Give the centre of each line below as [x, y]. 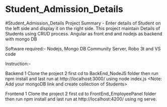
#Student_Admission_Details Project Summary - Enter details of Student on [83, 23]
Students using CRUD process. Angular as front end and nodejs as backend [84, 33]
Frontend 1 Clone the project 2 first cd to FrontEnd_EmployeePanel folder [81, 93]
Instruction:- [18, 63]
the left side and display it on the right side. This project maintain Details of [83, 28]
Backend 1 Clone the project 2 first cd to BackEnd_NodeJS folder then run [82, 73]
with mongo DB [21, 39]
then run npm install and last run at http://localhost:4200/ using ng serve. [81, 99]
